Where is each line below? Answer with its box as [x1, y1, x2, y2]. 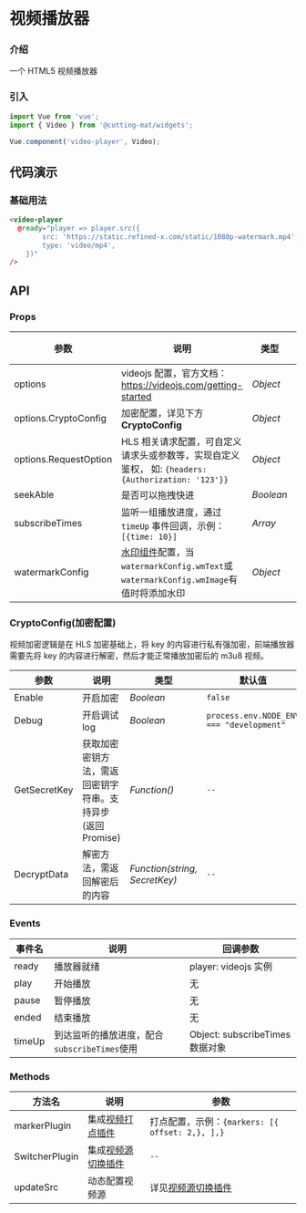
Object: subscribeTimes [189, 1028, 291, 1041]
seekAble [14, 489, 55, 502]
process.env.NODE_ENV [206, 710, 301, 721]
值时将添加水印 [121, 587, 186, 600]
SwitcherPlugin [14, 1150, 79, 1163]
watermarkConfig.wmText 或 [121, 560, 234, 573]
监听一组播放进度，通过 [121, 506, 222, 519]
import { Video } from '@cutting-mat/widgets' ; [9, 120, 194, 130]
